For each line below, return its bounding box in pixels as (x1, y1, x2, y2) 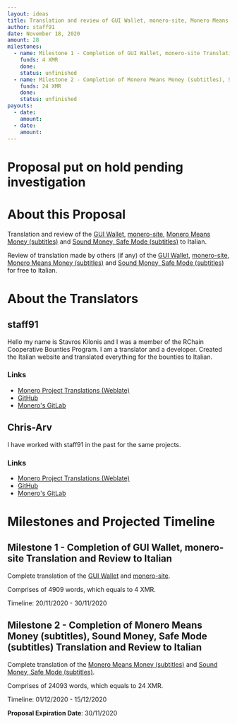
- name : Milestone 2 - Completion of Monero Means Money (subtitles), (13, 76, 226, 83)
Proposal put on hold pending (7, 159, 183, 175)
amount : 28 (7, 37, 39, 44)
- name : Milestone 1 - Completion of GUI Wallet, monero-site (13, 50, 200, 57)
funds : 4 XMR (20, 57, 59, 64)
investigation (7, 174, 86, 190)
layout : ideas (7, 10, 49, 18)
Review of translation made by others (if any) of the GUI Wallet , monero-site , (7, 251, 230, 259)
